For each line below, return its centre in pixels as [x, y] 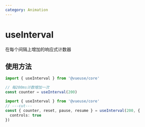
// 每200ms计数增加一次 [27, 88]
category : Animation [27, 10]
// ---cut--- [19, 106]
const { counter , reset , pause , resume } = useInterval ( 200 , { [73, 110]
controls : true [26, 115]
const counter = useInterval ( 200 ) [41, 92]
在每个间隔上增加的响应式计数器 [38, 49]
